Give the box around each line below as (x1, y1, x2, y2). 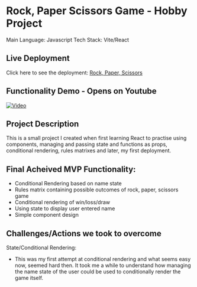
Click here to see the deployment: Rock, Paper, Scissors (6, 69, 143, 76)
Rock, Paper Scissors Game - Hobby (6, 4, 188, 18)
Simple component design (14, 211, 79, 218)
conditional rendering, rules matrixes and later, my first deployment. (6, 147, 172, 154)
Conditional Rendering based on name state (14, 180, 122, 187)
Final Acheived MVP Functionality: (6, 164, 136, 174)
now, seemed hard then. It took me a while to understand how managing (14, 262, 191, 269)
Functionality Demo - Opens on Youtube (6, 86, 157, 96)
